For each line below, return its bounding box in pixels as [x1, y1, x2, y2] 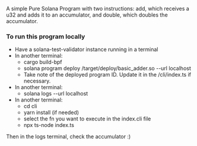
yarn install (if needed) [23, 109, 79, 116]
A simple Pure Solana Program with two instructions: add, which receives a [6, 5, 190, 12]
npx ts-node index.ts [23, 122, 74, 129]
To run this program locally [6, 32, 85, 40]
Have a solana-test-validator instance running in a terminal [14, 46, 158, 53]
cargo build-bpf [23, 59, 62, 66]
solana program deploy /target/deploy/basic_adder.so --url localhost [23, 65, 191, 72]
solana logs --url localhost [23, 90, 88, 97]
